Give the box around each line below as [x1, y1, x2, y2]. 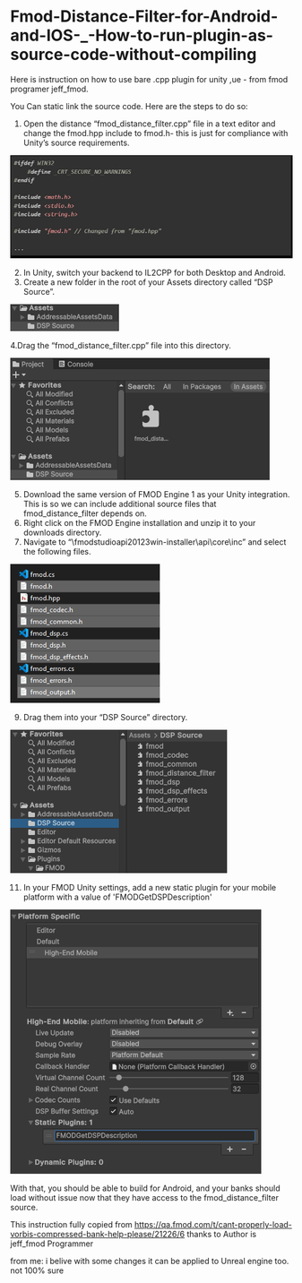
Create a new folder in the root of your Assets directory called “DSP [22, 277, 273, 288]
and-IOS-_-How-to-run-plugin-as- [10, 25, 274, 46]
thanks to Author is [186, 1229, 257, 1240]
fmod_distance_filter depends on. [22, 508, 147, 519]
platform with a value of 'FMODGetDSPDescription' [22, 891, 213, 902]
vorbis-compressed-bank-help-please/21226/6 [10, 1229, 186, 1240]
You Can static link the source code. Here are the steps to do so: [10, 100, 249, 111]
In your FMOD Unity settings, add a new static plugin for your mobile [22, 883, 277, 893]
